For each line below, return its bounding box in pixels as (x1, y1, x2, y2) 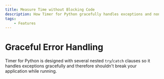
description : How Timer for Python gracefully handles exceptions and (5, 12, 152, 17)
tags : (5, 16, 16, 21)
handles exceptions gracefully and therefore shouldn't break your (5, 63, 137, 69)
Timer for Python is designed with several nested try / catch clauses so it (5, 58, 150, 64)
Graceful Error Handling (5, 42, 103, 53)
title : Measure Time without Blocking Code (5, 7, 95, 12)
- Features (14, 20, 36, 26)
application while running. (5, 68, 57, 74)
